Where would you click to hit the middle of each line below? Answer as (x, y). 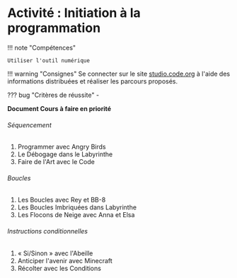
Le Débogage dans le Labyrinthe (65, 154)
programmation (54, 28)
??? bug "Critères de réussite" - (53, 95)
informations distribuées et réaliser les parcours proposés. (93, 81)
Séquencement (29, 124)
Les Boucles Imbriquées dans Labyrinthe (77, 207)
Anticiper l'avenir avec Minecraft (65, 260)
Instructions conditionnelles (48, 231)
